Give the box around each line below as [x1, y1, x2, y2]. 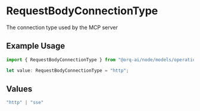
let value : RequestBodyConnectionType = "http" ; [6, 67, 129, 74]
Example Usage [6, 41, 65, 51]
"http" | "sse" [6, 100, 44, 106]
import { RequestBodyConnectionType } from [6, 56, 116, 63]
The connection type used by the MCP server [6, 24, 118, 31]
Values [6, 84, 33, 94]
